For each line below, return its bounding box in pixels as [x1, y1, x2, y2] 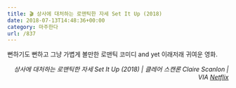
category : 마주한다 [7, 23, 58, 30]
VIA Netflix [197, 73, 229, 82]
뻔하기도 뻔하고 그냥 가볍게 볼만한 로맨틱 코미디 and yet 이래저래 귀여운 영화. [7, 50, 218, 58]
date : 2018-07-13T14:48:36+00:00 [7, 17, 105, 24]
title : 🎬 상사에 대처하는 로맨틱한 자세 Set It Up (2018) [7, 10, 163, 18]
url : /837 [7, 30, 37, 37]
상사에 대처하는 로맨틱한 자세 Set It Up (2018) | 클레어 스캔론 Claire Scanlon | [13, 65, 229, 74]
